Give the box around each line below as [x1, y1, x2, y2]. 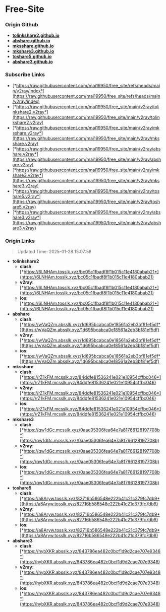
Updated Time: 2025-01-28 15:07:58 [17, 249, 92, 255]
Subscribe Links [5, 71, 45, 78]
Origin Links [5, 237, 35, 244]
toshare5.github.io [12, 54, 52, 60]
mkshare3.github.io [12, 48, 55, 54]
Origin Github [5, 21, 39, 28]
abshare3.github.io [12, 59, 53, 65]
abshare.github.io [12, 38, 51, 44]
